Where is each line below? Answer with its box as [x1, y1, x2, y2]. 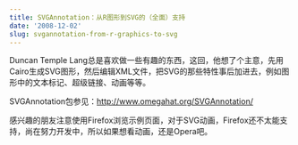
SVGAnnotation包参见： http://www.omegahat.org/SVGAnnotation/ [9, 96, 253, 107]
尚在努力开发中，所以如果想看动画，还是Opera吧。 [24, 126, 213, 137]
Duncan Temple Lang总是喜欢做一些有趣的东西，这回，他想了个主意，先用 [9, 55, 284, 66]
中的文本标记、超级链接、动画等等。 [16, 77, 150, 88]
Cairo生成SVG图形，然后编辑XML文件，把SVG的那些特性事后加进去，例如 [9, 66, 282, 77]
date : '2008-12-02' [9, 21, 82, 30]
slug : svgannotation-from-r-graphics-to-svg [9, 29, 178, 38]
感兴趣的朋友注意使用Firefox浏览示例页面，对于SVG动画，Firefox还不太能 [9, 115, 280, 125]
